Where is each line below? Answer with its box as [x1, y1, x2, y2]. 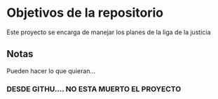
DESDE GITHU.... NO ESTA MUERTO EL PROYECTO [6, 84, 182, 93]
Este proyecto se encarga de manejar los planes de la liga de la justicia [6, 28, 211, 36]
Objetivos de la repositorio [6, 5, 164, 21]
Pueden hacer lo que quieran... [6, 66, 96, 75]
